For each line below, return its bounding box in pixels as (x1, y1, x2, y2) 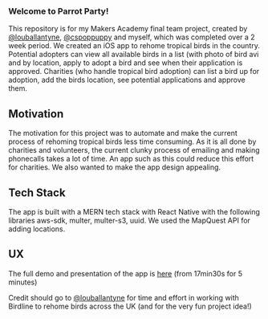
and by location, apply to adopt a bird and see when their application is (8, 58, 243, 67)
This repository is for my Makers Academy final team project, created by (8, 24, 248, 34)
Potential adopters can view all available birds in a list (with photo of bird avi (8, 50, 259, 59)
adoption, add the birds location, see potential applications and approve (8, 75, 246, 85)
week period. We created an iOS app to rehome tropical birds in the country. (8, 41, 261, 51)
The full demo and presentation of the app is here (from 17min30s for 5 (8, 268, 243, 278)
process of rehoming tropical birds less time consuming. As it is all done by (8, 137, 257, 146)
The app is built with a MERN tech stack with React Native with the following (8, 207, 261, 216)
